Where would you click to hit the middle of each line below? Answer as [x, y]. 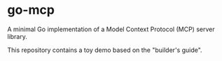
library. [18, 36]
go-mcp [31, 10]
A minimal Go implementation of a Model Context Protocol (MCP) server [111, 29]
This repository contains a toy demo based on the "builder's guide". [105, 50]
